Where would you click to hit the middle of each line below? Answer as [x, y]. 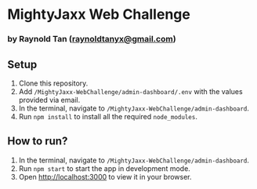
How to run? [38, 142]
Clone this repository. [53, 83]
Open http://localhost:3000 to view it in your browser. [105, 176]
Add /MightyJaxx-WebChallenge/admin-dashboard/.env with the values [131, 91]
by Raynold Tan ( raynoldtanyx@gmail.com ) [92, 39]
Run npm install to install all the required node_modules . [108, 116]
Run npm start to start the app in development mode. [105, 168]
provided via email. [49, 100]
